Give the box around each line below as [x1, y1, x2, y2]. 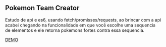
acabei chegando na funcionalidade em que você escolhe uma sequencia [5, 22, 156, 28]
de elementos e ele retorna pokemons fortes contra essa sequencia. [5, 27, 145, 33]
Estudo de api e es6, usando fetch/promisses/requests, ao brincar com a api [5, 17, 161, 23]
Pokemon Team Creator [5, 4, 80, 12]
